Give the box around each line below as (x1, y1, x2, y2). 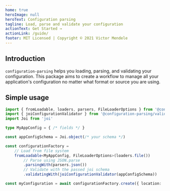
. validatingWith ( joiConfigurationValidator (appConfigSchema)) (23, 172, 157, 177)
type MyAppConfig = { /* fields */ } (5, 125, 85, 131)
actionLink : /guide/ (5, 31, 49, 36)
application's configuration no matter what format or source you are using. (5, 79, 161, 85)
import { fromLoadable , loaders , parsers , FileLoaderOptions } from (5, 107, 153, 112)
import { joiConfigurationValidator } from (5, 111, 99, 117)
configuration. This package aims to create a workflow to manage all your (5, 73, 159, 79)
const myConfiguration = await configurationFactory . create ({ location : (5, 181, 162, 186)
